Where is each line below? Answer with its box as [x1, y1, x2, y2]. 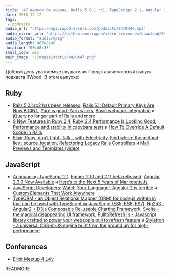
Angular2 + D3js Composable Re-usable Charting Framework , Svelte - [12, 206, 159, 212]
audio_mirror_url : [5, 31, 44, 36]
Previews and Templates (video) [12, 145, 80, 151]
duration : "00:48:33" [5, 45, 51, 50]
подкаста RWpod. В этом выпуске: [5, 74, 80, 80]
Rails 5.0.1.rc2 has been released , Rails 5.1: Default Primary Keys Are [12, 102, 155, 108]
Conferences [5, 242, 48, 251]
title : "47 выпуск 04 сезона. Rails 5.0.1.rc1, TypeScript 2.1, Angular [5, 7, 162, 13]
